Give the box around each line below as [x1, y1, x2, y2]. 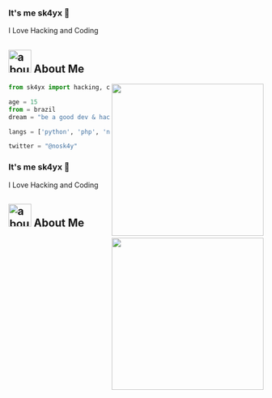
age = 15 [8, 97, 38, 106]
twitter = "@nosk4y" [8, 142, 79, 151]
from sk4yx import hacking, [8, 83, 104, 92]
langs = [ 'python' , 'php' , [8, 127, 100, 136]
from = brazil [8, 105, 57, 113]
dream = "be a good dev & [8, 113, 96, 121]
